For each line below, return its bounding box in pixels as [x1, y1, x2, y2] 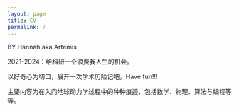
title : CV [7, 17, 37, 24]
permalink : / [7, 23, 46, 30]
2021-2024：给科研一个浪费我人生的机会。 [7, 57, 134, 66]
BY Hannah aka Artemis [7, 43, 77, 52]
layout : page [7, 10, 46, 18]
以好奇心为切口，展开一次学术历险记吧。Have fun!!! [7, 72, 158, 81]
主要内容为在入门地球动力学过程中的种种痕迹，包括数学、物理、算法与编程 [7, 88, 225, 96]
